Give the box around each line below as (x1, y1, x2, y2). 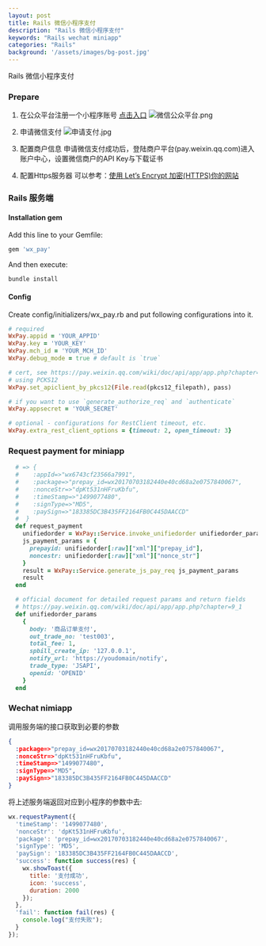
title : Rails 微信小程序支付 (8, 19, 97, 27)
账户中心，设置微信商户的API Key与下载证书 (19, 154, 164, 163)
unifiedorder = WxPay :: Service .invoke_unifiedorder (22, 530, 196, 538)
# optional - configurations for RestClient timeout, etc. (8, 419, 207, 428)
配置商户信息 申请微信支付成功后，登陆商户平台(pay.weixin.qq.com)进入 (19, 144, 255, 154)
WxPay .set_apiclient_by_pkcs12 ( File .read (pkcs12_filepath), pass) (8, 383, 232, 391)
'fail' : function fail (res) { (15, 909, 115, 917)
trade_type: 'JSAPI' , (28, 662, 101, 670)
